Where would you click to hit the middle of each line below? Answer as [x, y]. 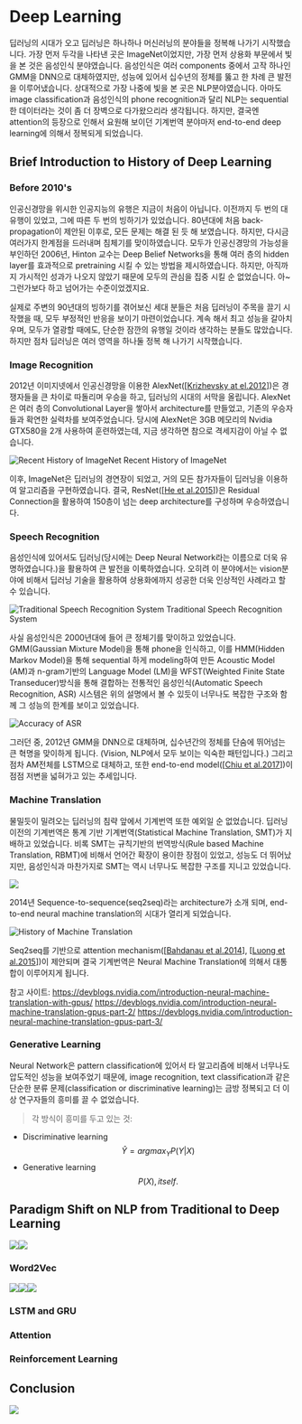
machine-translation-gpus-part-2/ [73, 1012]
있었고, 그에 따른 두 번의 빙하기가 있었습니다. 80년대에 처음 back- [148, 220]
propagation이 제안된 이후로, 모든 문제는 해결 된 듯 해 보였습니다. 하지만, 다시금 [149, 231]
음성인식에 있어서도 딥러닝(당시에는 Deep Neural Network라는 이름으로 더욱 [144, 557]
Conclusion [42, 1388]
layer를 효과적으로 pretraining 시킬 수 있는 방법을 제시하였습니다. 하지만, [137, 265]
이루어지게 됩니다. [57, 972]
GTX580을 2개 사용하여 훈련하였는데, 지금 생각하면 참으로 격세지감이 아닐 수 [143, 430]
